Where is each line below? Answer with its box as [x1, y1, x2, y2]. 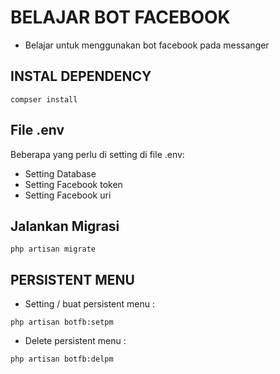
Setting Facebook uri [24, 189, 112, 201]
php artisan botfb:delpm [10, 354, 114, 365]
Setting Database [24, 167, 97, 180]
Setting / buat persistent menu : [24, 298, 156, 310]
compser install [10, 94, 78, 105]
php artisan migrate [10, 244, 97, 255]
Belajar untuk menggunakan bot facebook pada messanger [24, 39, 270, 51]
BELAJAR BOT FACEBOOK [10, 6, 231, 29]
